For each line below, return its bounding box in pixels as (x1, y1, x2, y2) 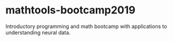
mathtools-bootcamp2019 (5, 3, 136, 17)
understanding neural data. (5, 29, 71, 36)
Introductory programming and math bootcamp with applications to (5, 23, 167, 30)
